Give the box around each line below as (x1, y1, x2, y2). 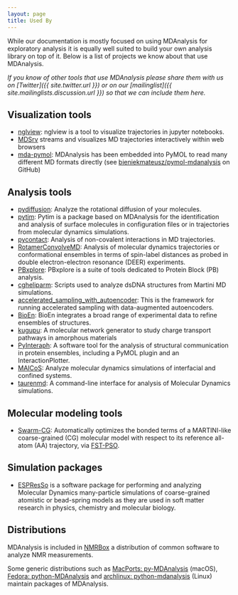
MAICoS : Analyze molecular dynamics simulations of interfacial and (17, 364, 216, 372)
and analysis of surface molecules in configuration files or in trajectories (17, 220, 229, 228)
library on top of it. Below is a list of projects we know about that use (7, 51, 208, 60)
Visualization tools (7, 108, 92, 121)
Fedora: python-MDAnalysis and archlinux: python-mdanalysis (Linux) (7, 572, 212, 580)
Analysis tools (7, 186, 72, 198)
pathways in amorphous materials (17, 334, 117, 342)
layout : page (7, 10, 46, 18)
